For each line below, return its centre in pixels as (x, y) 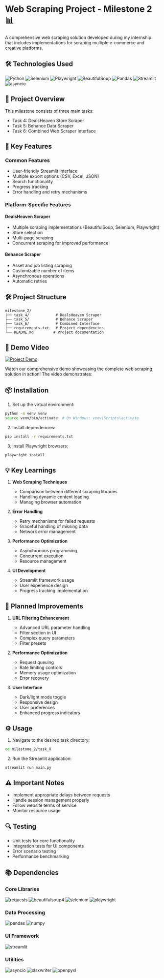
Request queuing (37, 663)
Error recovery (34, 678)
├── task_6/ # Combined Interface (52, 324)
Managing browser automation (50, 502)
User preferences (37, 708)
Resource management (43, 561)
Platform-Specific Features (38, 205)
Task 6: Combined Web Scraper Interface (54, 131)
